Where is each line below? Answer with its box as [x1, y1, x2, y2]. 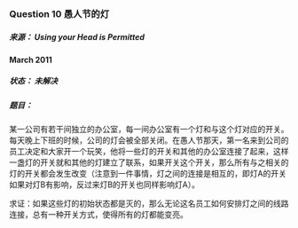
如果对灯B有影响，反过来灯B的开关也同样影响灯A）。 [9, 179, 200, 190]
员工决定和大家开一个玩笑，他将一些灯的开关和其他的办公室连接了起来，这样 [9, 146, 289, 157]
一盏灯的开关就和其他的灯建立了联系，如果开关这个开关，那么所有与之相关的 [9, 157, 289, 168]
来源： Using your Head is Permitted [9, 31, 145, 42]
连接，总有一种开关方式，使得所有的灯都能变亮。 [9, 209, 188, 220]
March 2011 [9, 54, 53, 65]
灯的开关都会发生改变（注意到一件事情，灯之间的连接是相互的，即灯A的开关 [9, 169, 286, 179]
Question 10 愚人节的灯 [9, 7, 110, 20]
